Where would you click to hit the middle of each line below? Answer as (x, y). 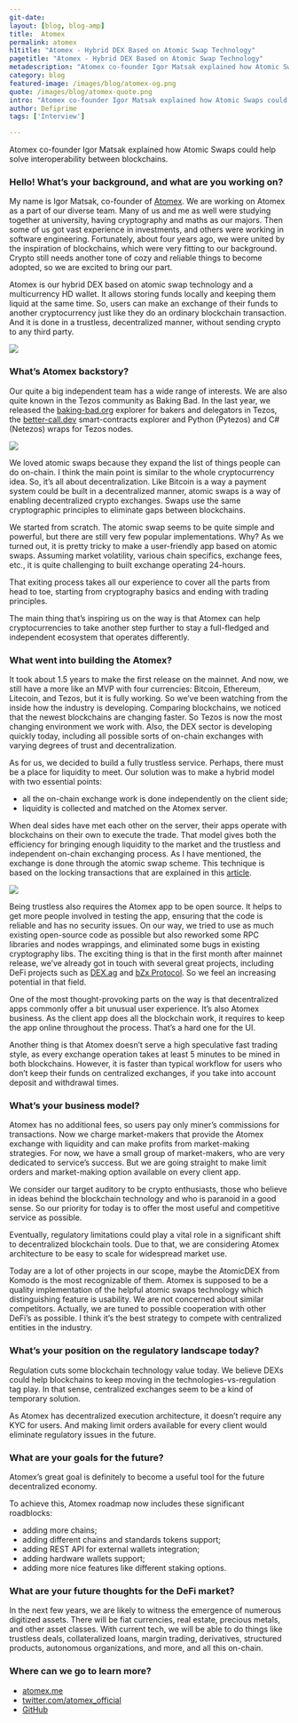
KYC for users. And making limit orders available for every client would (138, 1425)
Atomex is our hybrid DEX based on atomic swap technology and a (131, 284)
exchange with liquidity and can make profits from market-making (129, 1144)
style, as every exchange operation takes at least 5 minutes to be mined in (145, 1055)
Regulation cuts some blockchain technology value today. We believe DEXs (146, 1370)
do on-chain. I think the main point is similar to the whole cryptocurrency (142, 472)
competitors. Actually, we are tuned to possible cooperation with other (137, 1309)
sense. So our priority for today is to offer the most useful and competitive (145, 1208)
